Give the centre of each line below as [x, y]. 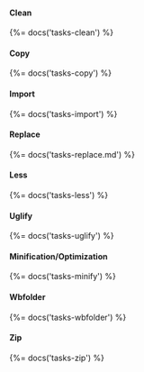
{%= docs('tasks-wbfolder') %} [68, 317]
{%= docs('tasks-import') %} [63, 113]
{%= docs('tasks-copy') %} [61, 73]
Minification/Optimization [58, 256]
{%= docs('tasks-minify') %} [63, 277]
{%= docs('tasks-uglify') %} [62, 236]
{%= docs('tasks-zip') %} [57, 358]
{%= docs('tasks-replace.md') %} [72, 154]
